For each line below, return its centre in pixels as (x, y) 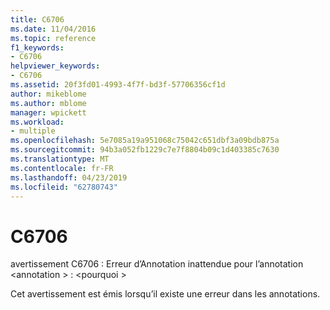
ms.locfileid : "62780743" (64, 187)
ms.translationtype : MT (60, 159)
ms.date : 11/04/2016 (53, 29)
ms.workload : (37, 122)
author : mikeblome (48, 94)
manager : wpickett (48, 112)
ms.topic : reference (53, 38)
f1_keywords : (37, 47)
